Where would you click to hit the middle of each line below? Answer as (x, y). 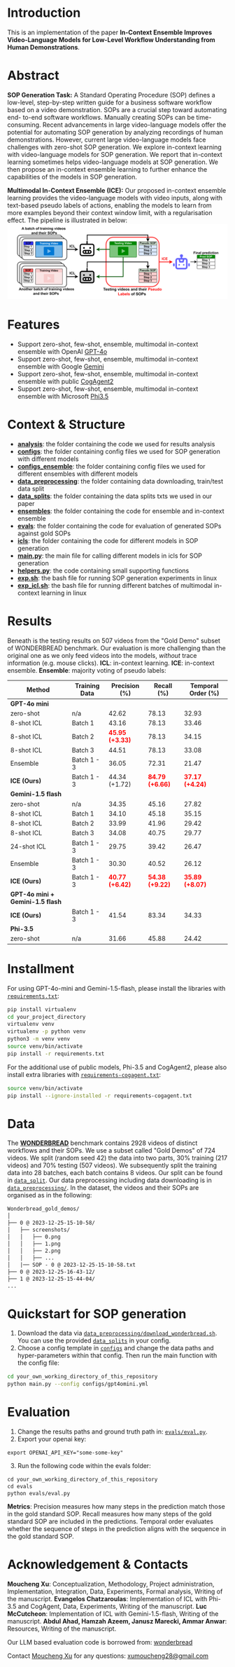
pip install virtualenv (42, 1009)
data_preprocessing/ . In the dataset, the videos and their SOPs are (103, 1188)
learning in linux (64, 593)
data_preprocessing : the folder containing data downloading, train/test (120, 481)
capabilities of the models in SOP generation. (72, 177)
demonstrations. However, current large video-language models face (107, 139)
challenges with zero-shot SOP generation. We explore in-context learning (114, 147)
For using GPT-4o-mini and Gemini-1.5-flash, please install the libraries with (116, 988)
